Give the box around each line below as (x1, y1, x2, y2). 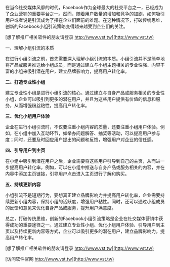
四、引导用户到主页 (5, 147, 46, 153)
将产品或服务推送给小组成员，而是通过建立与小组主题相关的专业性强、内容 (5, 62, 160, 68)
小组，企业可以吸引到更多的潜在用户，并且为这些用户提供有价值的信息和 (5, 96, 156, 102)
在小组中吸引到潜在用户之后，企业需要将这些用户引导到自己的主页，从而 (5, 158, 156, 164)
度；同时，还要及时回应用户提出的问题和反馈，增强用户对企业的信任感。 (5, 137, 156, 143)
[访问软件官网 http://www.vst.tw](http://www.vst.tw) (5, 256, 114, 262)
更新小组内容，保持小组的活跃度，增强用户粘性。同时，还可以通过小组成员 (9, 199, 165, 204)
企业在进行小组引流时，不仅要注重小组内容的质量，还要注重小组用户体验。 (5, 124, 160, 130)
